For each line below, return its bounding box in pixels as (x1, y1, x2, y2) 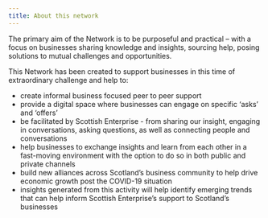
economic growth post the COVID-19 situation (19, 176, 173, 186)
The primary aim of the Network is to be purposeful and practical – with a (8, 34, 252, 43)
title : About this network (8, 11, 99, 20)
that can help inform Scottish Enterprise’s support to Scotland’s (19, 193, 229, 203)
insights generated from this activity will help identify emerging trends (19, 184, 253, 194)
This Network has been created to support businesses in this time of (8, 66, 236, 76)
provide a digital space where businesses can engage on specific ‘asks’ (19, 99, 259, 109)
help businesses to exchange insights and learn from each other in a (19, 142, 247, 151)
